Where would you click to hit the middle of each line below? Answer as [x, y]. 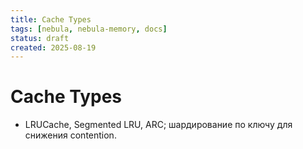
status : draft [40, 38]
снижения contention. [70, 135]
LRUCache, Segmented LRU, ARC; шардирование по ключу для [158, 125]
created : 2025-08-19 [53, 47]
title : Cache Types [51, 19]
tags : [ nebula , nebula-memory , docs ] [89, 29]
